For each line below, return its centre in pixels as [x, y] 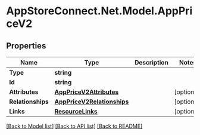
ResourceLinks [76, 111]
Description [151, 62]
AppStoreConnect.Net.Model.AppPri [99, 11]
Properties [26, 46]
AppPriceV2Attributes [87, 92]
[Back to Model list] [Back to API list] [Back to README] [74, 126]
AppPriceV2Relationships [92, 102]
